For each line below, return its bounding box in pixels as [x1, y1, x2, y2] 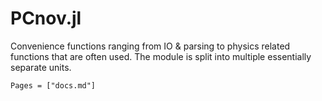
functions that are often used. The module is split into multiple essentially [10, 50, 312, 62]
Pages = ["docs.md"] [10, 80, 97, 91]
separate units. [10, 61, 72, 73]
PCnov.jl [10, 7, 82, 30]
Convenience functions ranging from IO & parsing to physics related [10, 40, 291, 52]
